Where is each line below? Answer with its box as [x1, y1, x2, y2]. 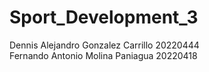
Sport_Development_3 [9, 6, 199, 29]
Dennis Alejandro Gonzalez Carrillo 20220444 [9, 39, 200, 51]
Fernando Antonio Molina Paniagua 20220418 [9, 49, 198, 61]
